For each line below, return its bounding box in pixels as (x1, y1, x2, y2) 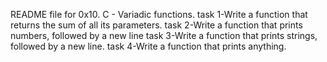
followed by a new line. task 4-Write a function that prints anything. (10, 40, 287, 52)
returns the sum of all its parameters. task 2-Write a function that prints (10, 19, 303, 31)
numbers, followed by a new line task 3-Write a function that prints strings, (10, 30, 318, 41)
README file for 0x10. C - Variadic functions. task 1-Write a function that (10, 9, 308, 20)
